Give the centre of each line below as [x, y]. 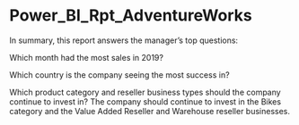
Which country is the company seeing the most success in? [120, 75]
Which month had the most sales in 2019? [87, 57]
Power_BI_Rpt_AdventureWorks [131, 16]
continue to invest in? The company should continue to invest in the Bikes [145, 101]
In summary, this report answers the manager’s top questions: [124, 40]
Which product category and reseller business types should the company [145, 92]
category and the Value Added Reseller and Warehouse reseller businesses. [149, 111]
